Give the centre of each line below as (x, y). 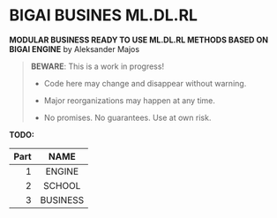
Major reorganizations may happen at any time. (130, 100)
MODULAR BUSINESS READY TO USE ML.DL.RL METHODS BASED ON (139, 40)
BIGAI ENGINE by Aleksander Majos (74, 49)
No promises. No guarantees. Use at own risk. (127, 117)
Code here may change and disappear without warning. (145, 83)
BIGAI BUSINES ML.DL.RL (104, 15)
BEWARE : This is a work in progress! (97, 66)
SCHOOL (62, 185)
